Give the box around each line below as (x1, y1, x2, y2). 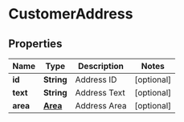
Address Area (75, 100, 127, 111)
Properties (8, 37, 63, 51)
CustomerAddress (8, 5, 133, 23)
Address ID (75, 74, 117, 85)
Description (77, 61, 125, 71)
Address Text (75, 87, 126, 98)
